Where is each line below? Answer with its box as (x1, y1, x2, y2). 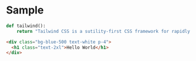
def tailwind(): (6, 23, 46, 29)
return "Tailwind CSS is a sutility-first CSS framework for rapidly (16, 28, 191, 34)
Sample (6, 4, 44, 17)
